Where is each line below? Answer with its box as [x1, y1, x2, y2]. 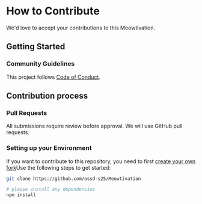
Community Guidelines [6, 60, 75, 68]
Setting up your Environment [6, 144, 92, 152]
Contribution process [6, 91, 88, 101]
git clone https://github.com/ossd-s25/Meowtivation [6, 176, 141, 182]
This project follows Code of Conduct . [6, 73, 101, 81]
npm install [6, 192, 36, 198]
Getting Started [6, 42, 66, 52]
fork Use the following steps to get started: [6, 164, 111, 171]
